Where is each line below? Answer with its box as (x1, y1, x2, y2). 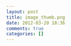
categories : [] (6, 31, 44, 37)
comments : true (6, 25, 44, 32)
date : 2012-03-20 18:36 (6, 20, 66, 26)
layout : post (6, 8, 39, 15)
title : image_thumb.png (6, 14, 66, 20)
